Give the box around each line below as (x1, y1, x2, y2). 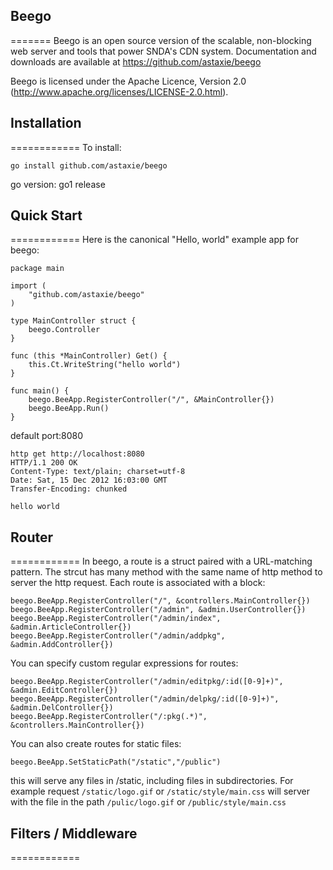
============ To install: (10, 141, 122, 153)
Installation (10, 115, 82, 132)
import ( (10, 281, 47, 291)
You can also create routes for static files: (10, 738, 182, 750)
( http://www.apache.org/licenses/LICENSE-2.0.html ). (10, 85, 229, 98)
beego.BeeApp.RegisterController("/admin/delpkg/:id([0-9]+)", (10, 694, 280, 704)
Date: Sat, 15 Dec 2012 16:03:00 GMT (10, 475, 168, 486)
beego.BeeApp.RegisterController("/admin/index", (10, 614, 222, 624)
